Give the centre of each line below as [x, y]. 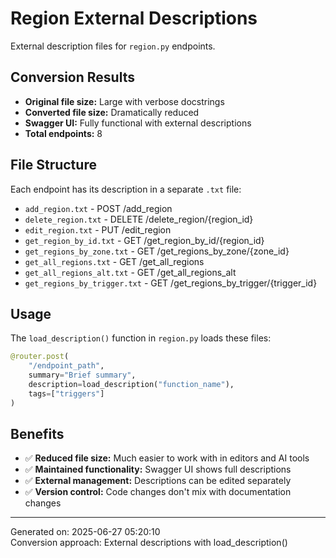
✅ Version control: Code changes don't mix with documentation [158, 492]
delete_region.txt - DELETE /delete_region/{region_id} [139, 219]
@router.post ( [40, 357]
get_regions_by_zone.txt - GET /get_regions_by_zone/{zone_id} [157, 251]
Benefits [37, 434]
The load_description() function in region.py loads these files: [141, 338]
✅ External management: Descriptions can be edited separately [158, 481]
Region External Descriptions [134, 18]
